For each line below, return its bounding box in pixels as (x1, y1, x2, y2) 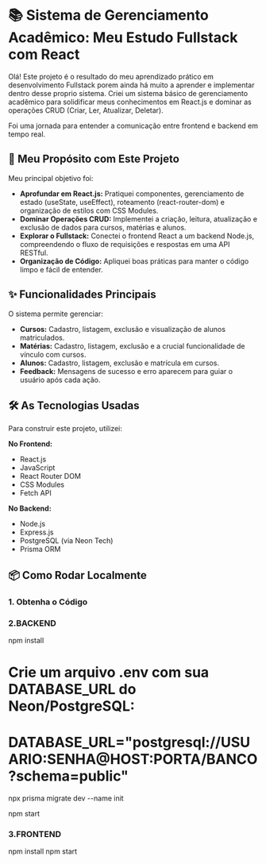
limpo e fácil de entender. (19, 264, 103, 274)
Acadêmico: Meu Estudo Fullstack (8, 29, 238, 47)
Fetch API (19, 488, 52, 498)
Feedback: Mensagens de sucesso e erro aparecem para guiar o (19, 366, 233, 376)
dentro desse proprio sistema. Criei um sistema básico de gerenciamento (8, 88, 249, 98)
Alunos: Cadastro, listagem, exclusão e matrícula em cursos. (19, 358, 220, 368)
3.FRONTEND (8, 829, 62, 840)
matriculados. (19, 333, 65, 342)
